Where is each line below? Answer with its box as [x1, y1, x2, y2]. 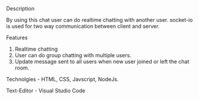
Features [6, 34, 28, 41]
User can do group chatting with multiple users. [14, 52, 132, 58]
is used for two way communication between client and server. [6, 23, 160, 29]
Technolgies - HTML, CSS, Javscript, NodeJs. [6, 76, 119, 82]
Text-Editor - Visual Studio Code [6, 87, 86, 94]
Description [6, 5, 34, 12]
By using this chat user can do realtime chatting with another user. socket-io [6, 16, 193, 23]
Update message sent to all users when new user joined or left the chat [14, 58, 189, 65]
